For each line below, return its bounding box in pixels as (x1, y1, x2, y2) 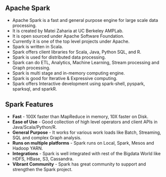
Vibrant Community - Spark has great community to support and (12, 161, 146, 167)
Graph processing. (12, 65, 51, 71)
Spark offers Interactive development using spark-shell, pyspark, (12, 81, 145, 87)
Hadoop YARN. (12, 145, 43, 151)
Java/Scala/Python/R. (12, 124, 57, 130)
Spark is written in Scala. (12, 43, 63, 49)
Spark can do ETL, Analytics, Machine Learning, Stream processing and (12, 59, 160, 65)
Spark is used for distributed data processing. (12, 54, 106, 60)
